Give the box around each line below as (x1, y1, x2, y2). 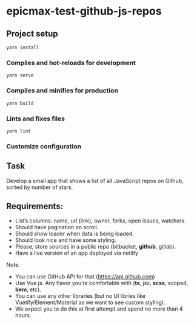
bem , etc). (15, 286, 41, 293)
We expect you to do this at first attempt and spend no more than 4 (15, 305, 183, 312)
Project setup (6, 29, 59, 39)
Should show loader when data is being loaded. (15, 230, 135, 238)
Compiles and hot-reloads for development (6, 58, 136, 67)
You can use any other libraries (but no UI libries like (15, 292, 146, 300)
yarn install (6, 44, 39, 50)
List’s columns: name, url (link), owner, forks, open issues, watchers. (15, 217, 186, 224)
